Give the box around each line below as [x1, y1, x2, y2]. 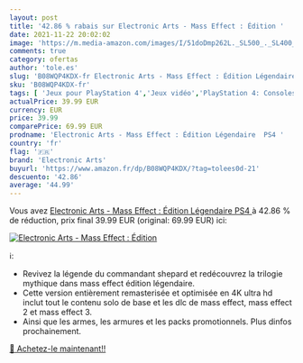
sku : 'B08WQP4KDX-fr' [9, 80, 91, 89]
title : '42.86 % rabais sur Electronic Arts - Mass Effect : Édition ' [9, 22, 284, 31]
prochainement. [22, 326, 82, 337]
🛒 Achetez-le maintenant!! [9, 343, 106, 354]
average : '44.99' [9, 181, 75, 190]
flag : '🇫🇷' [9, 147, 54, 156]
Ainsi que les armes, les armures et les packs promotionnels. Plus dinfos [22, 316, 292, 327]
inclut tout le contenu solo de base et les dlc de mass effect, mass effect [22, 297, 293, 308]
